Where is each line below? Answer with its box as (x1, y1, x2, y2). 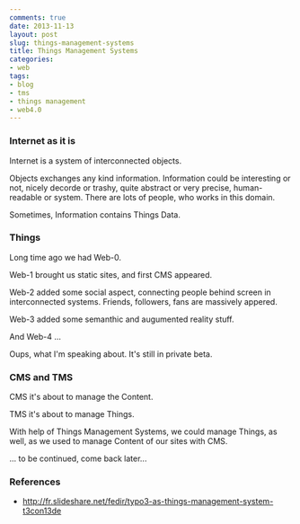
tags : (9, 72, 30, 81)
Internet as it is (9, 135, 76, 147)
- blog (9, 80, 34, 89)
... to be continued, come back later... (9, 453, 147, 464)
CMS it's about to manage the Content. (9, 392, 154, 403)
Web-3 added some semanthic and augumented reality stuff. (9, 314, 235, 324)
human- (233, 182, 263, 193)
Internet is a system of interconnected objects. (9, 155, 182, 166)
